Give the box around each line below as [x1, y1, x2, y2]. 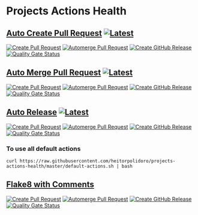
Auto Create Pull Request [6, 28, 102, 38]
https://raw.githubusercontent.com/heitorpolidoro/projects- [19, 158, 176, 164]
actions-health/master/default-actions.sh [6, 163, 114, 169]
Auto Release [6, 107, 58, 117]
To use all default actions [6, 144, 81, 153]
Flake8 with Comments [6, 180, 95, 190]
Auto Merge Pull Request [6, 68, 101, 78]
